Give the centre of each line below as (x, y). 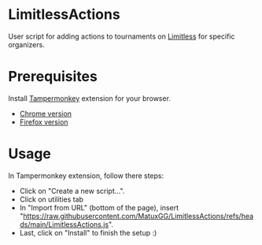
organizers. (26, 44)
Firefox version (44, 122)
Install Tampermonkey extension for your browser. (90, 98)
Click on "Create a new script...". (72, 191)
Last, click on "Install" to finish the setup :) (88, 232)
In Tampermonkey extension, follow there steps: (86, 176)
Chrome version (46, 113)
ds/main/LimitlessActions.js (64, 224)
